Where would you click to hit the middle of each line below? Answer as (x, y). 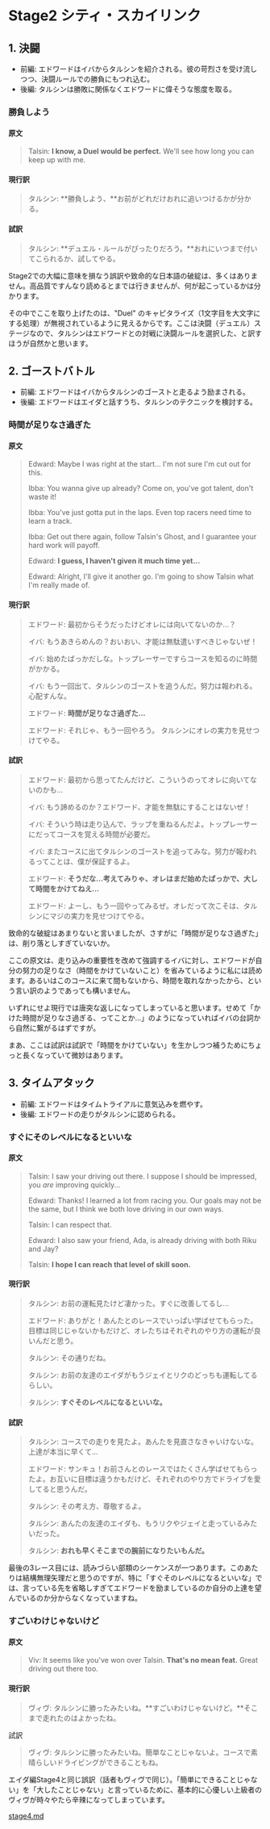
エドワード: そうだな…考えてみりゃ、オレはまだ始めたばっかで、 (136, 878)
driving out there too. (63, 1669)
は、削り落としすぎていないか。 (61, 943)
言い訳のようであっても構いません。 (75, 990)
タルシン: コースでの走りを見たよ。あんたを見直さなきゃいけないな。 (143, 1442)
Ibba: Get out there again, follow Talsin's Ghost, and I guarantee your (142, 537)
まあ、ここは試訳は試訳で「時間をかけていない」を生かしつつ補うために (128, 1044)
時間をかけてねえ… (67, 889)
